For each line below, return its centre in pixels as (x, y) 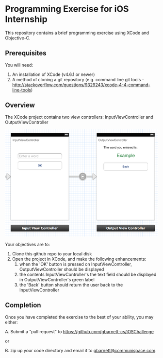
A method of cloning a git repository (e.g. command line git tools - (78, 79)
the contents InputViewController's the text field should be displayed (88, 274)
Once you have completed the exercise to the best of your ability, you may (79, 317)
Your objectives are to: (27, 244)
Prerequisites (26, 53)
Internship (26, 19)
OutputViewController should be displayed (62, 269)
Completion (23, 305)
